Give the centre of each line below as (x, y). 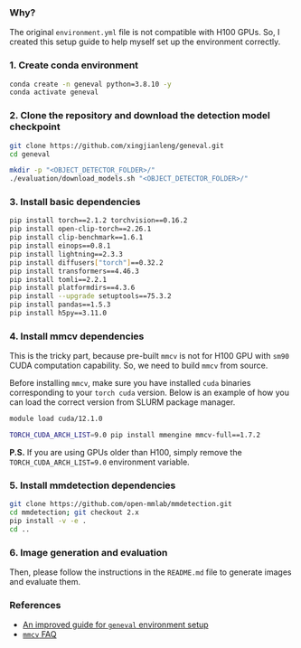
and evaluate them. (45, 582)
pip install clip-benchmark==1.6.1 (76, 238)
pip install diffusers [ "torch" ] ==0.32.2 (87, 263)
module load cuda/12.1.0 (56, 419)
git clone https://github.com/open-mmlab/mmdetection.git (121, 504)
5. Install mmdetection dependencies (93, 485)
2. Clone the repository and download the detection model (140, 116)
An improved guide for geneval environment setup (116, 625)
